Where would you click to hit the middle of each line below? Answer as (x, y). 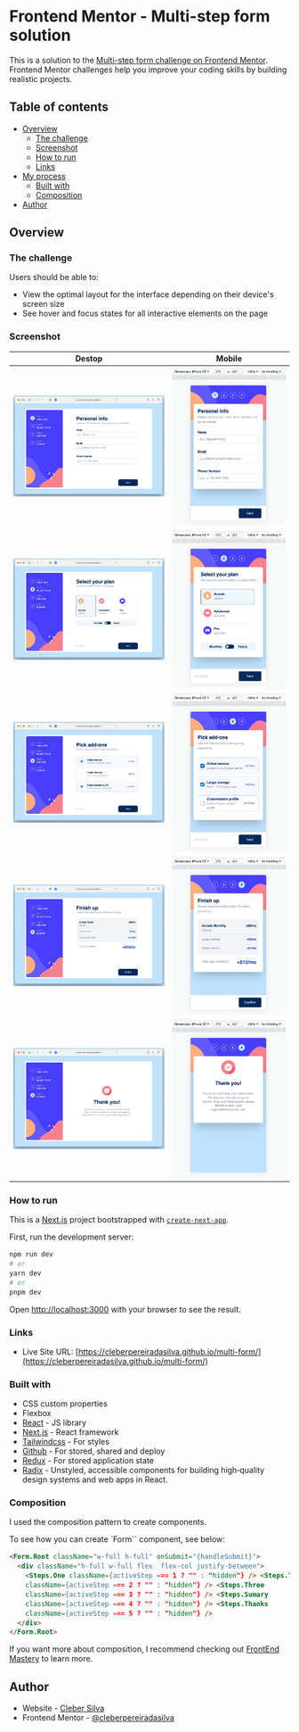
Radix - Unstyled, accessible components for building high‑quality (143, 1471)
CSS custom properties (65, 1404)
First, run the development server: (72, 1237)
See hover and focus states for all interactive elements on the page (145, 313)
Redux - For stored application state (88, 1461)
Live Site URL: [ (50, 1351)
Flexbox (36, 1413)
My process (44, 176)
